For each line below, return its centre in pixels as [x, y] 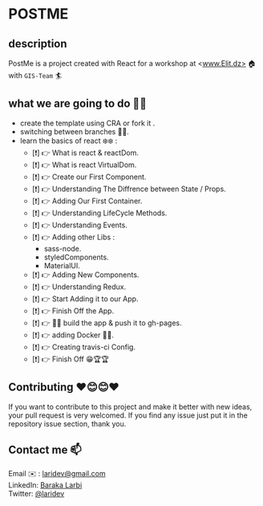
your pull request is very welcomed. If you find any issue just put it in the [128, 415]
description [38, 44]
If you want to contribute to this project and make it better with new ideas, [130, 406]
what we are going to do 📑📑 [77, 104]
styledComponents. [77, 257]
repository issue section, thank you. [67, 423]
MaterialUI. [62, 265]
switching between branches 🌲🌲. [75, 131]
